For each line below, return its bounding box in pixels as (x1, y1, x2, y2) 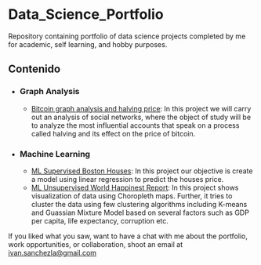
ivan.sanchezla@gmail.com (8, 248, 96, 257)
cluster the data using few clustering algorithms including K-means (31, 199, 248, 209)
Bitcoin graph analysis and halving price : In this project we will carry (31, 103, 252, 113)
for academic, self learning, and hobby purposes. (8, 39, 168, 49)
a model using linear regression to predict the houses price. (31, 174, 224, 183)
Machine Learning (19, 148, 91, 159)
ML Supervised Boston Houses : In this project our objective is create (31, 166, 253, 176)
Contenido (8, 63, 61, 76)
